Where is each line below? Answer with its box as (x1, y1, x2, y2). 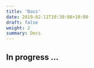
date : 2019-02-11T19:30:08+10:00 (6, 14, 89, 20)
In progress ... (6, 52, 59, 62)
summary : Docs (6, 30, 41, 36)
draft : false (6, 19, 38, 25)
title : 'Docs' (6, 8, 41, 15)
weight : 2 (6, 25, 31, 31)
